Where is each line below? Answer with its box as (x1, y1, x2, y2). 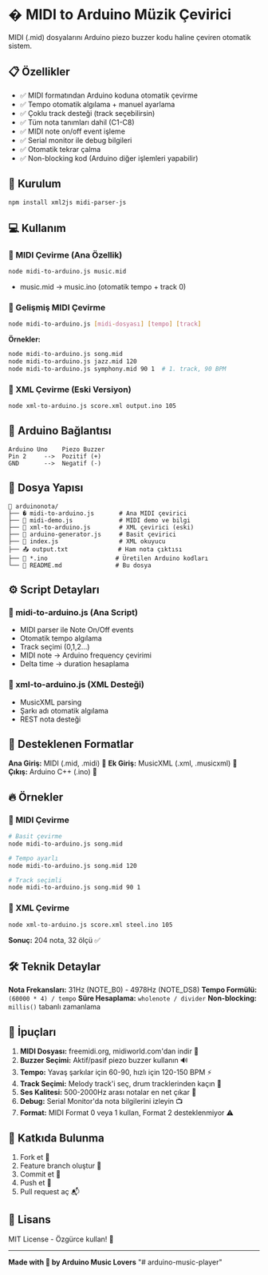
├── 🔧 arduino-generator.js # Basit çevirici (8, 530, 177, 538)
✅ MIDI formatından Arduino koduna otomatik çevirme (19, 90, 198, 100)
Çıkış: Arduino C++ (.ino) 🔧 (8, 767, 98, 777)
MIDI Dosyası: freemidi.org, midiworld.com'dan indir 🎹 (19, 1046, 199, 1056)
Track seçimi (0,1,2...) (19, 642, 90, 652)
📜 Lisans (8, 1213, 52, 1227)
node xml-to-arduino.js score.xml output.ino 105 (8, 402, 177, 410)
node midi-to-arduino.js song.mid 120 (8, 861, 137, 869)
